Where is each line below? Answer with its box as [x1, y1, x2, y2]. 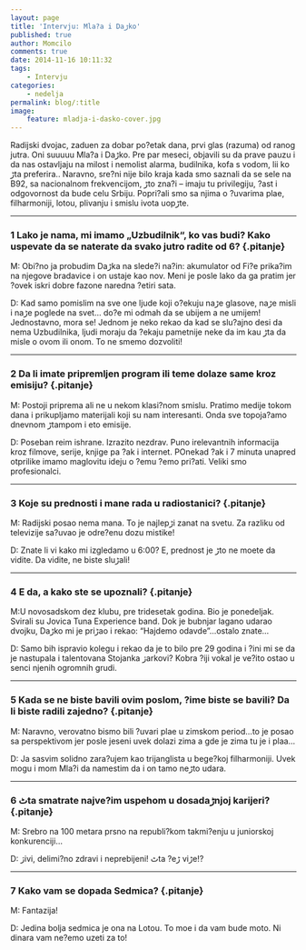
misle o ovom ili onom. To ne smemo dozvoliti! [10, 336, 183, 347]
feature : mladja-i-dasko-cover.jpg [26, 115, 162, 124]
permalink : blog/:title [10, 97, 101, 107]
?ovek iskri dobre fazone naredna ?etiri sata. [10, 280, 176, 291]
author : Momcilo [10, 38, 72, 48]
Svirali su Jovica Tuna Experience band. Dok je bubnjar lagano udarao [10, 615, 273, 627]
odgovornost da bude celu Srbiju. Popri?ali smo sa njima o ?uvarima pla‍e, [10, 188, 285, 199]
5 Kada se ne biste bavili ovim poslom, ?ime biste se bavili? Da [10, 694, 290, 706]
